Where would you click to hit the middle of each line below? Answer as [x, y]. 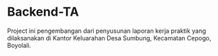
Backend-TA [43, 12]
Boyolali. [19, 45]
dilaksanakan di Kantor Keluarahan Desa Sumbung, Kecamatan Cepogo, [109, 38]
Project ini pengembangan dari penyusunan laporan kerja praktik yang [107, 31]
